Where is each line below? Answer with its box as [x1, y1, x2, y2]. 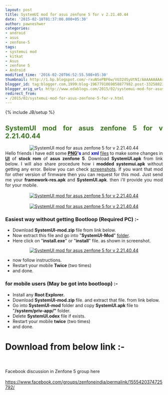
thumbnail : [5, 77, 28, 82]
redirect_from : [5, 91, 37, 96]
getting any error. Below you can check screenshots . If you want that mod [5, 166, 163, 172]
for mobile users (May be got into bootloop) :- [5, 280, 118, 287]
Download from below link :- [5, 341, 125, 352]
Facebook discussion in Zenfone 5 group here [5, 368, 100, 374]
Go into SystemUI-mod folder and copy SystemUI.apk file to [12, 302, 138, 308]
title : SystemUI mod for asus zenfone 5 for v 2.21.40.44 [5, 12, 128, 17]
